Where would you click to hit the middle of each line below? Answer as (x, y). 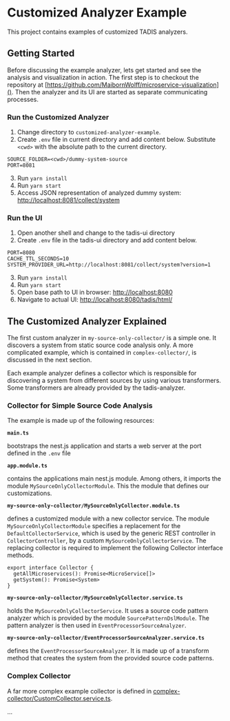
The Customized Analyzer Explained (87, 321)
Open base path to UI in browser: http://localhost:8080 (95, 292)
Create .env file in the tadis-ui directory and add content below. (107, 240)
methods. (21, 555)
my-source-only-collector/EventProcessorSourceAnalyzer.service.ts (106, 638)
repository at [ (27, 85)
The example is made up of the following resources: (81, 421)
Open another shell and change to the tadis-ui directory (96, 233)
